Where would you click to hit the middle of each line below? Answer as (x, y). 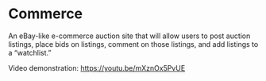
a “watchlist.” (30, 52)
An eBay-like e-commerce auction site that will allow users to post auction (129, 36)
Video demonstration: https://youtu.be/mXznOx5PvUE (97, 67)
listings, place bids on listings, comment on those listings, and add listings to (133, 44)
